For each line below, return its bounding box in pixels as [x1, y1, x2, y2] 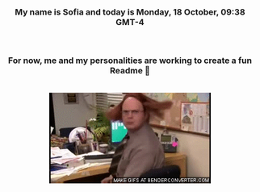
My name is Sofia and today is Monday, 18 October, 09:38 [14, 6, 246, 18]
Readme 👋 [110, 65, 150, 77]
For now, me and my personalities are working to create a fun [7, 55, 253, 66]
